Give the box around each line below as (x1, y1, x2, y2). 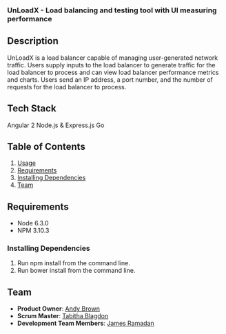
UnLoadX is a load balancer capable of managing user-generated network (7, 54, 218, 62)
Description (7, 35, 59, 47)
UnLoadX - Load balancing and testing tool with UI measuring (7, 5, 217, 15)
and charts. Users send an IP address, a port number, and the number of (7, 75, 214, 84)
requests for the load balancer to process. (7, 82, 127, 91)
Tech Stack (7, 102, 56, 115)
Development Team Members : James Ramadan (17, 319, 155, 328)
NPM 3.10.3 (17, 226, 50, 235)
